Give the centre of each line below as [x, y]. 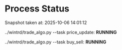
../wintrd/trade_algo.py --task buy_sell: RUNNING [55, 42]
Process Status [37, 9]
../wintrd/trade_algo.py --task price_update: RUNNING [61, 32]
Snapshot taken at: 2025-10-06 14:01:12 [46, 22]
